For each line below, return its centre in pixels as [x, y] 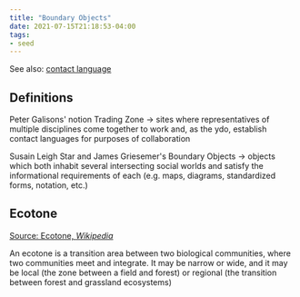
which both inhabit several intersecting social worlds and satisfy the [136, 166]
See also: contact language [60, 69]
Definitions [41, 98]
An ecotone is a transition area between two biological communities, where [150, 253]
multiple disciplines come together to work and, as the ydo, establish [138, 129]
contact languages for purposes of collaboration [100, 139]
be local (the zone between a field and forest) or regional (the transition [143, 272]
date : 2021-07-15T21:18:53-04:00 [73, 26]
